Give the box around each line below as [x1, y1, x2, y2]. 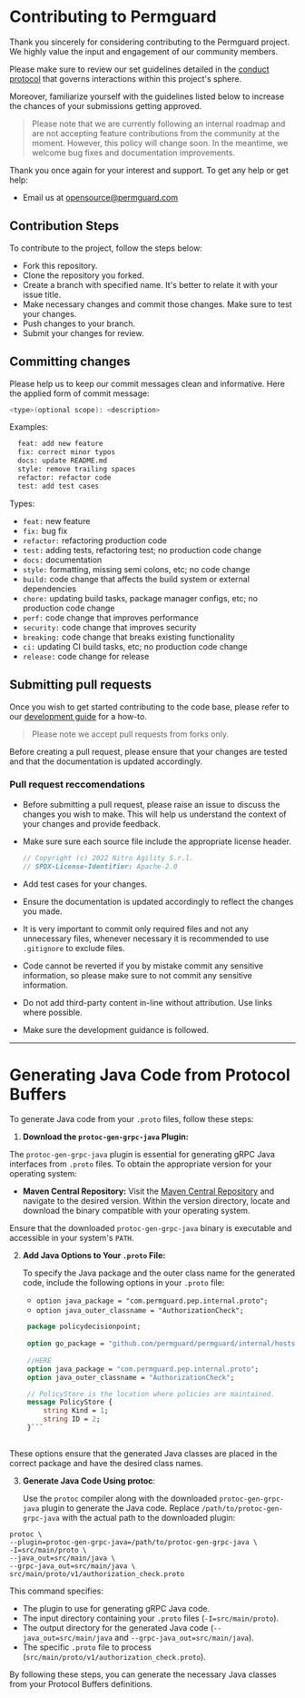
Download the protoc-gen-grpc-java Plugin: [22, 1131, 189, 1142]
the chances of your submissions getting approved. [9, 100, 202, 111]
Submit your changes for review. [22, 327, 144, 338]
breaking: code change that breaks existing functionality [22, 631, 236, 642]
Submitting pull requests [9, 677, 152, 692]
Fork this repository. [22, 260, 98, 271]
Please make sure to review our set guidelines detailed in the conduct [9, 64, 270, 74]
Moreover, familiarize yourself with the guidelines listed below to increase [9, 91, 284, 102]
